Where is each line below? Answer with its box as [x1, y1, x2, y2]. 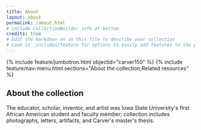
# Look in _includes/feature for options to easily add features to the [6, 42, 191, 48]
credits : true [6, 31, 42, 37]
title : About [6, 8, 39, 15]
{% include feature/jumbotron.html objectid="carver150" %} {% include [6, 58, 183, 66]
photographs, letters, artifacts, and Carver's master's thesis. [6, 117, 155, 124]
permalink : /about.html [6, 20, 66, 26]
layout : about [6, 14, 42, 20]
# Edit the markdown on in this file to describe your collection [6, 36, 175, 42]
